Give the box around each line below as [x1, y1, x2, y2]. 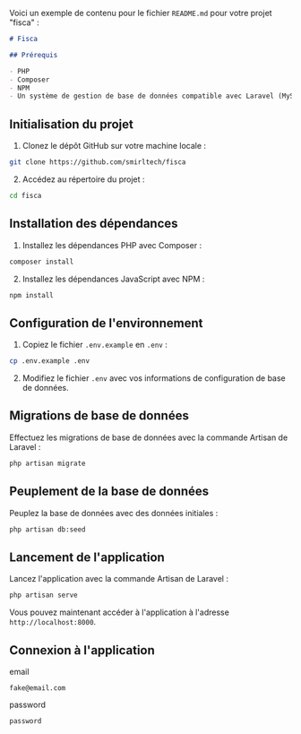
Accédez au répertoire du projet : [21, 174, 145, 185]
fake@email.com [9, 683, 66, 693]
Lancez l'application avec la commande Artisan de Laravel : [9, 574, 228, 584]
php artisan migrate [9, 459, 87, 468]
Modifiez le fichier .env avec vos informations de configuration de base [21, 373, 287, 384]
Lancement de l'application [9, 549, 166, 565]
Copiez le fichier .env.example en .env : [21, 340, 168, 350]
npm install [9, 290, 54, 299]
